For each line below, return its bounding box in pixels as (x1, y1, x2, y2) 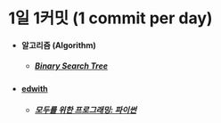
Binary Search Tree (34, 61, 109, 71)
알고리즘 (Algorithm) (20, 39, 97, 50)
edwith (20, 83, 48, 94)
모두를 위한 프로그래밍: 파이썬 (34, 104, 137, 116)
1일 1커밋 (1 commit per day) (8, 8, 213, 29)
